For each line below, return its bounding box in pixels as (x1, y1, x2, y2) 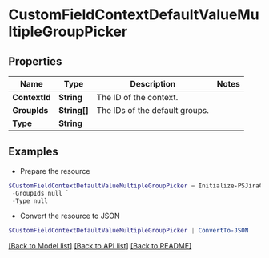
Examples (8, 145, 58, 159)
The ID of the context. (96, 92, 179, 103)
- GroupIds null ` (11, 189, 70, 197)
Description (130, 79, 176, 89)
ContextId (12, 92, 51, 103)
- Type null (11, 196, 48, 205)
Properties (8, 54, 62, 68)
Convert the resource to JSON (19, 211, 120, 221)
